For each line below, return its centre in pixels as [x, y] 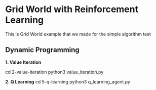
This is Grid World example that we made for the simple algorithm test [78, 34]
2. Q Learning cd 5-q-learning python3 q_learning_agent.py [68, 81]
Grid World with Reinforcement [72, 9]
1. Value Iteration [23, 62]
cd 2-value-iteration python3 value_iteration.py [54, 72]
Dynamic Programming [42, 50]
